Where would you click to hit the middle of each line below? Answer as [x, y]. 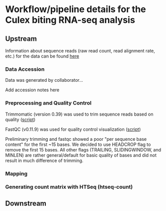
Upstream [21, 39]
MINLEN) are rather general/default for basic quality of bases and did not [81, 155]
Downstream [26, 203]
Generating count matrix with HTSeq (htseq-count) [69, 187]
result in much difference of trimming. [45, 161]
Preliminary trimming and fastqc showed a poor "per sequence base [76, 139]
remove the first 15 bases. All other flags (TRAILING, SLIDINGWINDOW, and [83, 149]
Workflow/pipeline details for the [76, 9]
